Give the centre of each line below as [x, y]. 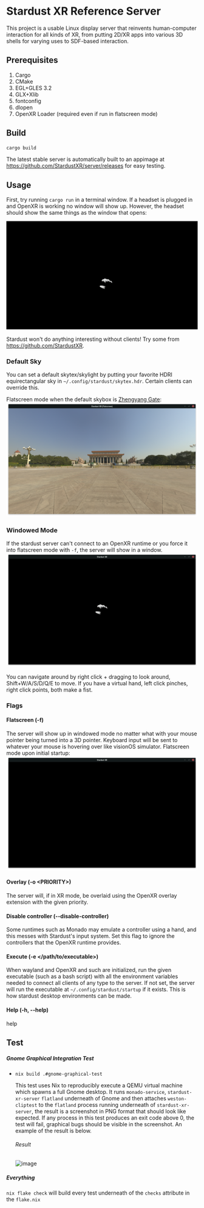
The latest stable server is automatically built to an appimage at [86, 159]
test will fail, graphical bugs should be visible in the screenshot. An [98, 1124]
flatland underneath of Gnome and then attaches [104, 1098]
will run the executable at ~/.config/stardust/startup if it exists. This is [96, 990]
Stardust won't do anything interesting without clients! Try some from [93, 339]
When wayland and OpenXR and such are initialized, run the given [89, 970]
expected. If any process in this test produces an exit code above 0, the [104, 1118]
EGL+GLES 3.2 [33, 88]
